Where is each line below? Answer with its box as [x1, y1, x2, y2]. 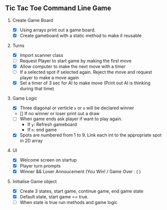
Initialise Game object [12, 178, 57, 184]
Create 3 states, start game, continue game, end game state [19, 188, 144, 194]
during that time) [19, 86, 54, 92]
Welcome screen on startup [19, 157, 77, 163]
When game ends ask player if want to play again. [19, 116, 123, 122]
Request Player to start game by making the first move [19, 58, 132, 64]
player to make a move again [19, 75, 79, 81]
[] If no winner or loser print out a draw [19, 111, 100, 117]
